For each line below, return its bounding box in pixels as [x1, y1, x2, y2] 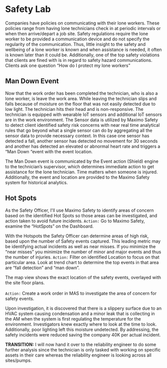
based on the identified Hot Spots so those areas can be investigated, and [5, 212, 158, 218]
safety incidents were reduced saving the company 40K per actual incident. [5, 332, 161, 338]
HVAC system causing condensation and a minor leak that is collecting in [5, 311, 156, 317]
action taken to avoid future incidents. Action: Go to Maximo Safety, [5, 218, 145, 224]
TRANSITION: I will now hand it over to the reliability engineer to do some [5, 341, 157, 348]
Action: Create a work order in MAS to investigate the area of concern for [5, 290, 157, 296]
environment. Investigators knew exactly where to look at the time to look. [5, 321, 157, 327]
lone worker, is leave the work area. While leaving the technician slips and [5, 95, 157, 101]
